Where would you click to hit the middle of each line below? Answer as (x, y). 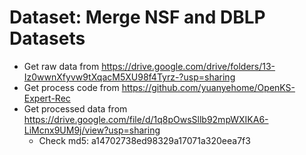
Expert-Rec (47, 98)
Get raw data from (61, 66)
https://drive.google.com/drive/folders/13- (188, 66)
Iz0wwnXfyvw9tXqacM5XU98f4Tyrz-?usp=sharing (129, 77)
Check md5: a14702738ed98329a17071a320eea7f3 (144, 140)
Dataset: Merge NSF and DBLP (137, 17)
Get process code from (71, 87)
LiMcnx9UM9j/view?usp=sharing (92, 130)
